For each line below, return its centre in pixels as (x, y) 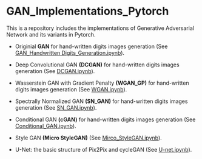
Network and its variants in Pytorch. (51, 34)
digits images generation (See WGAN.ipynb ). (71, 89)
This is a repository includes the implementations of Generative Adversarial (100, 28)
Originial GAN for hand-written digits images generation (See (91, 46)
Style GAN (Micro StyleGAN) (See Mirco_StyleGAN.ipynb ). (88, 138)
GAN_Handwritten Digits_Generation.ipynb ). (70, 52)
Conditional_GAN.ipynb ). (46, 125)
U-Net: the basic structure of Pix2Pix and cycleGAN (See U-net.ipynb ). (103, 149)
